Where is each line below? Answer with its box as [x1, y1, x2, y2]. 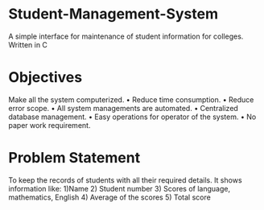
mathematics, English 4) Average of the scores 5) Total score [8, 192, 211, 202]
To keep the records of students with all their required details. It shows [8, 175, 243, 185]
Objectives [8, 68, 83, 87]
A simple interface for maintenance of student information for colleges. [8, 31, 244, 41]
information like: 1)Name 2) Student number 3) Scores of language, [8, 183, 231, 193]
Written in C [8, 39, 48, 49]
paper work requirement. [8, 120, 91, 130]
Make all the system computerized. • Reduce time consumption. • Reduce [8, 94, 254, 105]
